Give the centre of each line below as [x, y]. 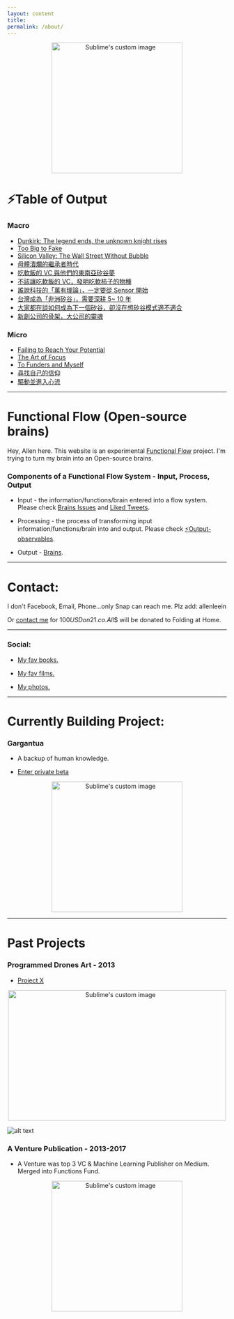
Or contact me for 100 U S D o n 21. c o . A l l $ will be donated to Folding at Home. [114, 620]
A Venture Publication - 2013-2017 [67, 1148]
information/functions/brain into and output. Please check [100, 529]
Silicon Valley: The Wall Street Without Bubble [83, 256]
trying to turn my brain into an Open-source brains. [80, 458]
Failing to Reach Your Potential [61, 350]
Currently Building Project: [86, 721]
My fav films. [36, 673]
